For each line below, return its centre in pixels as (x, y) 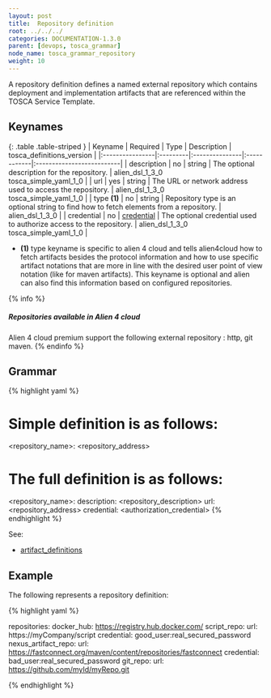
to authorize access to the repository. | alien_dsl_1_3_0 (98, 224)
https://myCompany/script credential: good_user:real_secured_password (130, 635)
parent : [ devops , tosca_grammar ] (65, 46)
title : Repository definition (61, 24)
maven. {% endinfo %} (47, 346)
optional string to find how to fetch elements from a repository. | (115, 207)
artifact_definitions (51, 550)
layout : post (30, 16)
